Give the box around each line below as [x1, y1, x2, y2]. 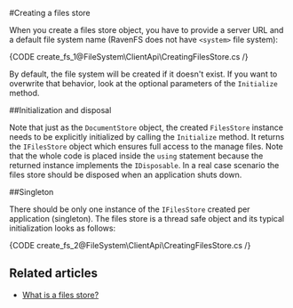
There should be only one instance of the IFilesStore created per [9, 204, 250, 215]
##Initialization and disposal [9, 105, 112, 115]
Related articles [9, 266, 98, 281]
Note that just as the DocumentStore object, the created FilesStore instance [9, 122, 284, 133]
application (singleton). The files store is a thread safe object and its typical [9, 214, 285, 223]
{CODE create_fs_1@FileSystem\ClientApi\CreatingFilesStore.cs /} [9, 52, 249, 61]
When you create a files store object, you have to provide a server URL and [9, 25, 284, 35]
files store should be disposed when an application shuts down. [9, 169, 242, 180]
